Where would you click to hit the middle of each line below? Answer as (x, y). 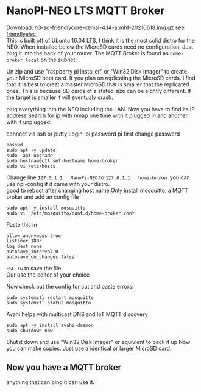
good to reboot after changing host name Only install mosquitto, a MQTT (97, 190)
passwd (15, 145)
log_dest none (24, 246)
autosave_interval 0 (33, 252)
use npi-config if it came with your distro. (58, 184)
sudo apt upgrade (30, 156)
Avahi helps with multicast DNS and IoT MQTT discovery (77, 314)
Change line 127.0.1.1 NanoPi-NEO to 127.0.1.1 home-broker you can (98, 177)
